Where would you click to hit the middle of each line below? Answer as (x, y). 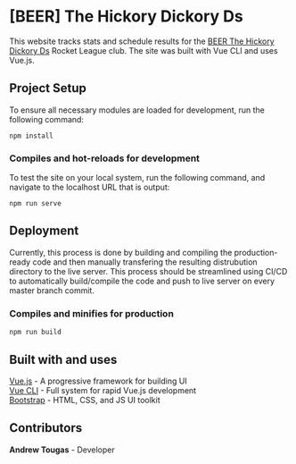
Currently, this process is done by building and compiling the (121, 252)
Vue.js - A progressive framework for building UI (98, 381)
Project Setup (48, 88)
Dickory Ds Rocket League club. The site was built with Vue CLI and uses (144, 50)
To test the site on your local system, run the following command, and (137, 178)
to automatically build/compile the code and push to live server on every (142, 281)
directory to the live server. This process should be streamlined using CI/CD (148, 271)
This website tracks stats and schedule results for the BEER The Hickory (142, 41)
